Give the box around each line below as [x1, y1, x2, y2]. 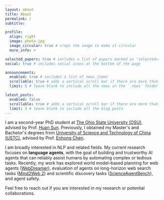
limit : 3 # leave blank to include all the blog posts [9, 106, 123, 111]
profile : [5, 30, 23, 35]
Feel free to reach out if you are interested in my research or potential [5, 185, 145, 191]
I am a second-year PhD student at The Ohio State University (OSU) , [5, 119, 143, 125]
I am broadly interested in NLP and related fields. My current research [5, 145, 145, 151]
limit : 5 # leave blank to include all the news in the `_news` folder [9, 84, 159, 89]
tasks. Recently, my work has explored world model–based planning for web [5, 160, 159, 166]
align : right [9, 34, 36, 39]
